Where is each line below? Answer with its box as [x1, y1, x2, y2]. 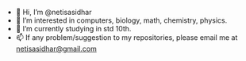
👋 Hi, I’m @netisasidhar [15, 8, 92, 16]
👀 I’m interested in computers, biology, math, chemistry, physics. [15, 16, 228, 25]
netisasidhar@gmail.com [15, 44, 97, 53]
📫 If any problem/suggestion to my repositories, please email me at [15, 33, 238, 42]
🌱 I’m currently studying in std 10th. [15, 24, 132, 33]
